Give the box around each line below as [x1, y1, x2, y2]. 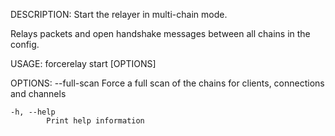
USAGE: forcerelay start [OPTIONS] [10, 58, 157, 69]
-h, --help [10, 107, 56, 117]
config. [10, 39, 40, 50]
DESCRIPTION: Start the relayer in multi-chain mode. [10, 9, 228, 20]
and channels [10, 88, 67, 99]
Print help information [46, 116, 145, 126]
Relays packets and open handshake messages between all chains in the [10, 28, 311, 39]
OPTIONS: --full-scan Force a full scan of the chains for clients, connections [10, 77, 325, 89]
